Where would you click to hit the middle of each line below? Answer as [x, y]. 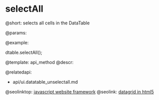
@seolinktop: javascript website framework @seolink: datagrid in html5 [80, 91]
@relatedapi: [19, 72]
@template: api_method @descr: [39, 62]
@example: [17, 42]
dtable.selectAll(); [24, 52]
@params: [16, 32]
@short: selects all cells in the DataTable [47, 23]
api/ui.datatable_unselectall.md [45, 82]
